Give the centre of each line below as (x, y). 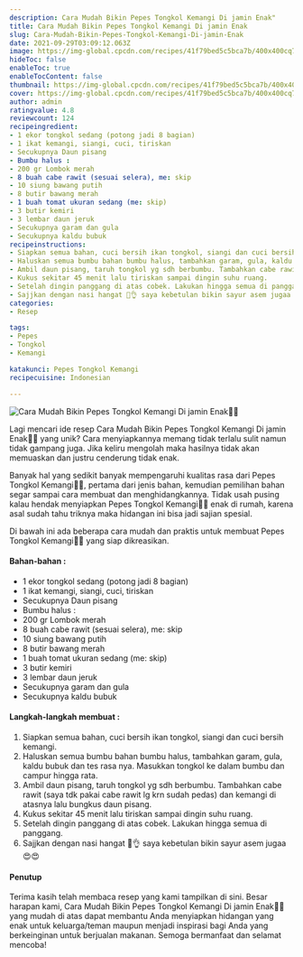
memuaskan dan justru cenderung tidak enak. (95, 458)
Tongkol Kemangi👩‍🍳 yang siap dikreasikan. (89, 540)
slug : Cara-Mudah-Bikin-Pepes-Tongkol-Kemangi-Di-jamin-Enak (127, 34)
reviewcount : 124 (42, 118)
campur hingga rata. (60, 775)
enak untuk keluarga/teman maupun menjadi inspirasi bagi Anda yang (139, 925)
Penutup (26, 877)
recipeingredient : (44, 127)
